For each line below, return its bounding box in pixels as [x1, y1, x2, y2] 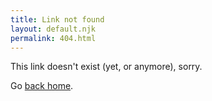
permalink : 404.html [10, 33, 97, 43]
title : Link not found [10, 14, 105, 25]
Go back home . [10, 80, 74, 92]
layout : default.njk [10, 24, 97, 34]
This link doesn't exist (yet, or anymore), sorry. [10, 61, 203, 73]
